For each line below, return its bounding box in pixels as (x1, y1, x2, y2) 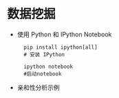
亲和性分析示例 (17, 83, 60, 91)
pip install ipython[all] (23, 44, 98, 51)
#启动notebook (23, 70, 62, 77)
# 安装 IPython (23, 51, 65, 58)
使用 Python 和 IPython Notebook (17, 30, 112, 38)
